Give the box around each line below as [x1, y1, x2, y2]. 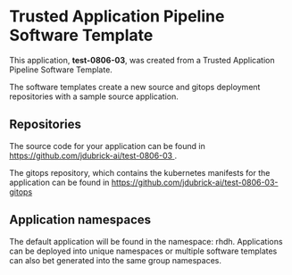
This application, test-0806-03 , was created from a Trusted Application [9, 54, 275, 65]
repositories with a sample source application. [9, 91, 179, 102]
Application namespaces [9, 212, 152, 228]
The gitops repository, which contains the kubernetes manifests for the [9, 167, 271, 178]
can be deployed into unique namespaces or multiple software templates [9, 246, 278, 256]
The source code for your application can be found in [9, 140, 205, 151]
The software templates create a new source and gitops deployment [9, 81, 261, 92]
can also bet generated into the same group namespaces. [9, 254, 221, 265]
